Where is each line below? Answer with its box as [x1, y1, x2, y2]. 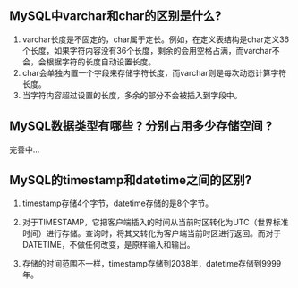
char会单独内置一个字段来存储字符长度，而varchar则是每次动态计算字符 [21, 67, 287, 78]
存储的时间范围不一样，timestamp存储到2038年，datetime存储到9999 [21, 258, 282, 269]
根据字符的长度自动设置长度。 [46, 56, 157, 67]
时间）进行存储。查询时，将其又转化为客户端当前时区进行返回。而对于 [21, 228, 282, 239]
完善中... [9, 144, 40, 155]
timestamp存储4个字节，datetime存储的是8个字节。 [21, 198, 214, 208]
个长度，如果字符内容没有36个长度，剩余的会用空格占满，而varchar [21, 45, 273, 55]
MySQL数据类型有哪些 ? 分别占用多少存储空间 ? [9, 119, 273, 134]
